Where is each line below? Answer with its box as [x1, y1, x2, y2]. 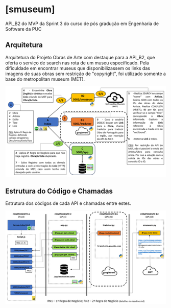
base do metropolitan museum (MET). [5, 76, 85, 82]
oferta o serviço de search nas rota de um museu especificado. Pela [5, 60, 149, 66]
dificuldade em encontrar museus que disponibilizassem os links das [5, 65, 151, 71]
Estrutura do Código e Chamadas [5, 186, 113, 195]
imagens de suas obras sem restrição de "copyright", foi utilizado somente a [5, 70, 166, 77]
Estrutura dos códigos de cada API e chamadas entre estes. [5, 200, 132, 206]
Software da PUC [5, 26, 42, 32]
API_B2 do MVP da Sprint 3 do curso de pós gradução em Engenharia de [5, 20, 159, 27]
